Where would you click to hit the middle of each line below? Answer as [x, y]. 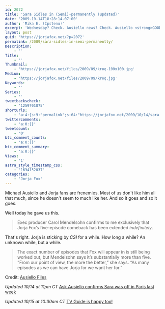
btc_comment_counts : [26, 138]
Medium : [13, 74]
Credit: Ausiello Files [26, 277]
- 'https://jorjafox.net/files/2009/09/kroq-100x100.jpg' [74, 69]
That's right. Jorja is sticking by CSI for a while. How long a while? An [75, 237]
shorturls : [16, 110]
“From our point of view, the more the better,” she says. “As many [83, 262]
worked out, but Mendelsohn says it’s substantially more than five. [84, 257]
